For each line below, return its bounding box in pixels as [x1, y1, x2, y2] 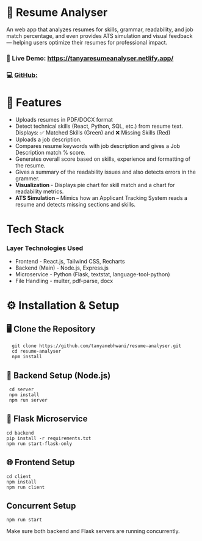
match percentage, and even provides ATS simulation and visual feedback [6, 32, 193, 39]
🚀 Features [6, 95, 62, 109]
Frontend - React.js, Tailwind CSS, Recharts [15, 258, 125, 265]
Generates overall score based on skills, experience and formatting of [15, 155, 191, 163]
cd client [6, 473, 32, 479]
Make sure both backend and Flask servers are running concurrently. [6, 528, 180, 535]
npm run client [6, 484, 45, 490]
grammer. [15, 174, 40, 182]
